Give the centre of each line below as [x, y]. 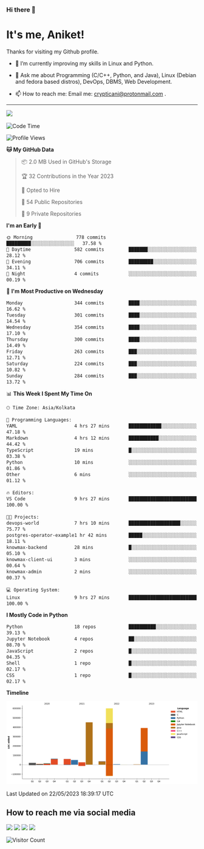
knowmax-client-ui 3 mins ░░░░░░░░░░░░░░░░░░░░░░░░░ [102, 559]
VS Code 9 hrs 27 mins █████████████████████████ [102, 499]
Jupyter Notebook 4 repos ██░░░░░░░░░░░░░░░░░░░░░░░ [102, 639]
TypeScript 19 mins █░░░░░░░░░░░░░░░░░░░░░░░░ [102, 450]
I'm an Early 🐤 [24, 225]
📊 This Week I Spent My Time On [49, 394]
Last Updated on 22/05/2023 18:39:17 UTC [60, 793]
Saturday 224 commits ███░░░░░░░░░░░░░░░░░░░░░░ [102, 364]
